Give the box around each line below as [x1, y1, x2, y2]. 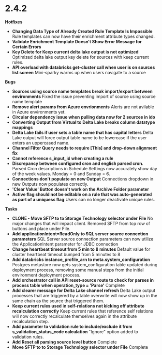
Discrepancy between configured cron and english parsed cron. [12, 161, 144, 166]
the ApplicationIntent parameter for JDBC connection [12, 241, 118, 247]
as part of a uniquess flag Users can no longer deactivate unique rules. [12, 196, 155, 202]
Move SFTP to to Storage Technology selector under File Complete [12, 344, 148, 350]
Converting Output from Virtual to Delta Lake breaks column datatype [12, 119, 155, 125]
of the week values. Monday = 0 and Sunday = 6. [12, 171, 110, 177]
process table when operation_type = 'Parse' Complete [12, 282, 125, 288]
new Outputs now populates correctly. [12, 181, 88, 187]
